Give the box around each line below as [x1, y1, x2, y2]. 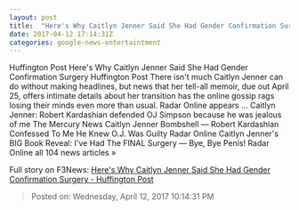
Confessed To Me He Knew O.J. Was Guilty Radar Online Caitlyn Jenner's [9, 128, 279, 139]
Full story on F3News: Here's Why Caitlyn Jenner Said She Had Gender [9, 165, 271, 175]
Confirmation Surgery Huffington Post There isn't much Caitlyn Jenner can [9, 72, 284, 83]
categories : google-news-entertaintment [9, 37, 162, 47]
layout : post [9, 12, 58, 22]
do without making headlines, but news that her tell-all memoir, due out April [9, 81, 289, 92]
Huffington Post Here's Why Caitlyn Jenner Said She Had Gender [9, 62, 249, 73]
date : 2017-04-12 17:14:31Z [9, 29, 114, 38]
